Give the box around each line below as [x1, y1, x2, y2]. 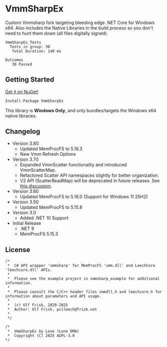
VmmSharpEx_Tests [5, 40, 41, 45]
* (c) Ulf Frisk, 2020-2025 [7, 302, 68, 308]
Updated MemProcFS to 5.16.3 [19, 146, 82, 152]
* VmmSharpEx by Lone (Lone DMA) [7, 329, 79, 334]
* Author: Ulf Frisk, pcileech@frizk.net [7, 307, 97, 312]
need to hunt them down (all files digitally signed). [5, 30, 108, 36]
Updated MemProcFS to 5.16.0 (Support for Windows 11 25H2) [19, 194, 148, 200]
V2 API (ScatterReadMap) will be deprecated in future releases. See [19, 178, 160, 184]
